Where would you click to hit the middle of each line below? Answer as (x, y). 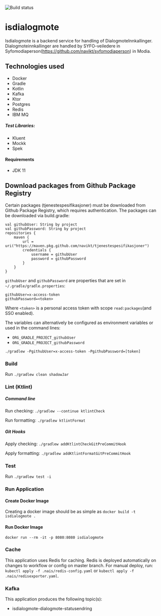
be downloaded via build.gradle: (37, 215)
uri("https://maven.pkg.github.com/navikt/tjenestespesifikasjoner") (77, 246)
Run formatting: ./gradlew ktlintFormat (45, 420)
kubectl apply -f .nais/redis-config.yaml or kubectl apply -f (70, 571)
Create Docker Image (27, 501)
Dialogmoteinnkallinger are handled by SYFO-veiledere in (63, 46)
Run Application (24, 489)
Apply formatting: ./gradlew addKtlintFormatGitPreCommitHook (68, 453)
